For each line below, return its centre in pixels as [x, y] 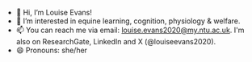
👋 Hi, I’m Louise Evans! [54, 12]
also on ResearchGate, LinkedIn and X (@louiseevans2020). [116, 41]
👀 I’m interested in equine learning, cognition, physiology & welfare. [128, 21]
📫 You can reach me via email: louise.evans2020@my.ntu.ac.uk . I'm [130, 30]
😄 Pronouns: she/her [51, 50]
